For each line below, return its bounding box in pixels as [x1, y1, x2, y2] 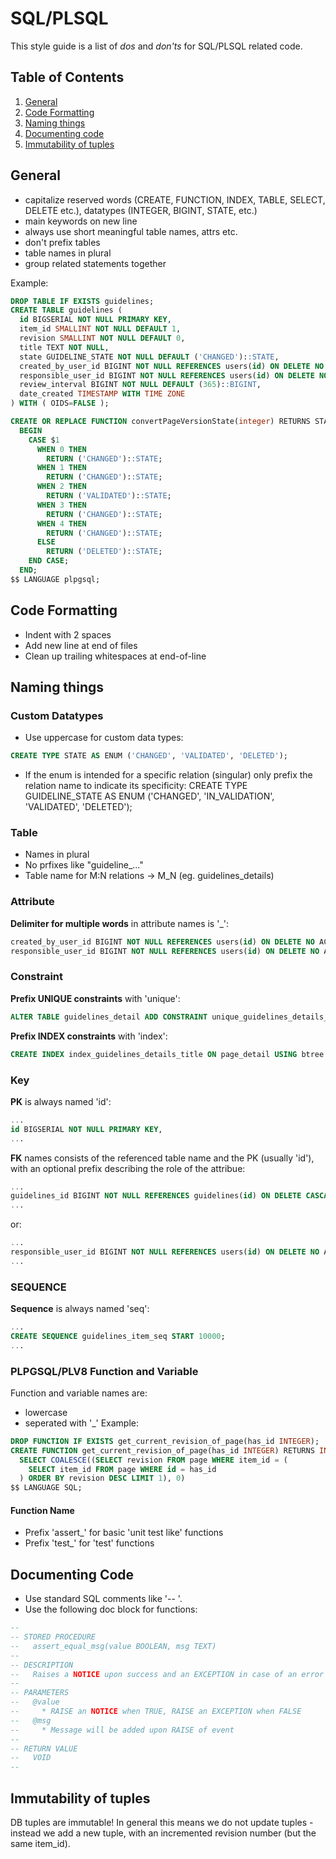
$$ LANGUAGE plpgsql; [10, 574, 101, 584]
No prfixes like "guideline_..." [24, 859, 144, 871]
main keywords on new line [24, 215, 138, 227]
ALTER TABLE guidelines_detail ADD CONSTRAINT [10, 1012, 208, 1022]
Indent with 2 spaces [24, 628, 112, 641]
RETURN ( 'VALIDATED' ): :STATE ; [46, 491, 172, 501]
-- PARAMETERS [10, 1688, 70, 1698]
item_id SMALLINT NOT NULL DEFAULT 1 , [19, 324, 182, 334]
